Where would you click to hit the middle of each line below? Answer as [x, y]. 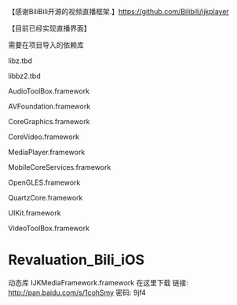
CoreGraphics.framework [49, 121]
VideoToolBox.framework [49, 228]
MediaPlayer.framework [47, 152]
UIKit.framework [35, 213]
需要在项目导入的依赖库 [46, 45]
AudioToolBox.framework [49, 91]
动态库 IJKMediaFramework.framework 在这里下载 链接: [98, 282]
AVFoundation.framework [49, 106]
